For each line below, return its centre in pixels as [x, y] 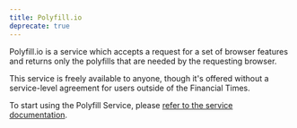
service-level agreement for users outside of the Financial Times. [130, 88]
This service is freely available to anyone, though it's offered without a [139, 78]
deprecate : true [39, 26]
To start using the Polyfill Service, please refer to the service [121, 105]
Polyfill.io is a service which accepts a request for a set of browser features [149, 51]
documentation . [39, 115]
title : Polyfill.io [46, 17]
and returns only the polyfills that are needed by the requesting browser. [143, 61]
